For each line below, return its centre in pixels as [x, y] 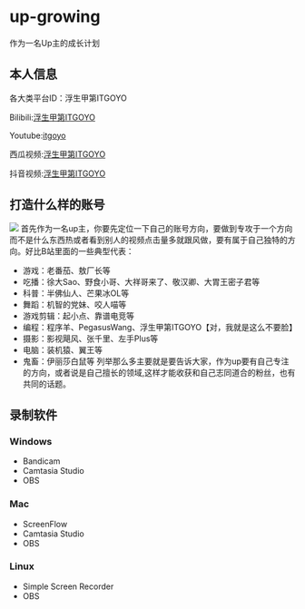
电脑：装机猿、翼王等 [62, 349]
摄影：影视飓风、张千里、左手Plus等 [90, 339]
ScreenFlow [45, 524]
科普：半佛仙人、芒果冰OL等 [76, 293]
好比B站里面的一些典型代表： [79, 250]
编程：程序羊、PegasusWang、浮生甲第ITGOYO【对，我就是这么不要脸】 [160, 327]
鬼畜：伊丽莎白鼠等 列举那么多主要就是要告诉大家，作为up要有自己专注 [156, 361]
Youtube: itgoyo [38, 135]
